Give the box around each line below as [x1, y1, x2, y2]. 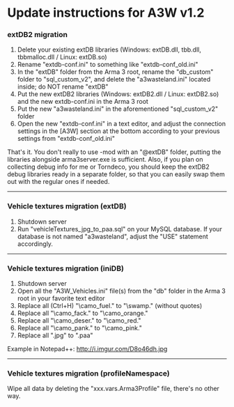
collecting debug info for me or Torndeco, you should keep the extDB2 [7, 162, 210, 171]
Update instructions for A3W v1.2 [7, 5, 205, 21]
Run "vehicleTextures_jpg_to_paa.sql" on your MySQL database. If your [17, 224, 223, 233]
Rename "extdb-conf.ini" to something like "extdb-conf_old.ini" [17, 61, 198, 69]
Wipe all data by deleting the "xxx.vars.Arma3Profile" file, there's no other [7, 385, 219, 393]
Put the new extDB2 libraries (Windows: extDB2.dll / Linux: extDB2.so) [17, 90, 219, 98]
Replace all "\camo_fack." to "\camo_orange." [17, 309, 148, 318]
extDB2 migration [7, 30, 68, 40]
